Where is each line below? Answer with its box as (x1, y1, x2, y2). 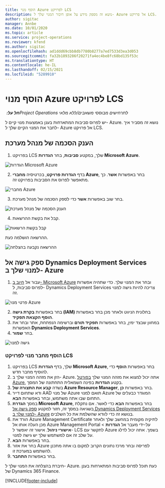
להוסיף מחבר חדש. (12, 368, 49, 375)
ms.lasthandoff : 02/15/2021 (5, 68, 63, 72)
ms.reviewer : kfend (5, 40, 46, 45)
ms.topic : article (5, 30, 43, 35)
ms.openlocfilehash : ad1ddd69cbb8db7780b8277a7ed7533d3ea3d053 (5, 49, 139, 54)
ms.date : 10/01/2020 (5, 26, 48, 31)
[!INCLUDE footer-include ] (5, 478, 58, 484)
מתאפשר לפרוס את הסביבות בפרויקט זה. (12, 177, 89, 183)
